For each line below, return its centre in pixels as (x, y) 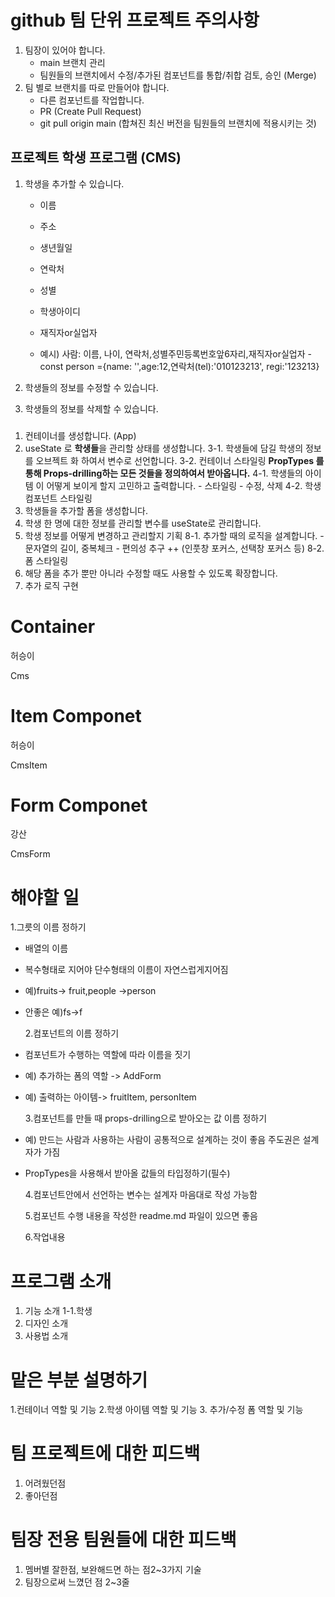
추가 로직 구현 (51, 585)
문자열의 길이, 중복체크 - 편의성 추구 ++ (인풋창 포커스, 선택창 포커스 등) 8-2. (174, 548)
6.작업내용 (45, 1237)
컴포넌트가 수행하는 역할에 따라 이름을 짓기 (108, 1055)
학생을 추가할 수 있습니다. (74, 183)
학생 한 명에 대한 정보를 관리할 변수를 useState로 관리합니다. (143, 523)
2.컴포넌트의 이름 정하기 (72, 1033)
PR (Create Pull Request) (90, 111)
